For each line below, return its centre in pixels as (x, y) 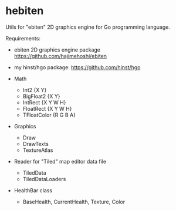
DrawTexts (36, 144)
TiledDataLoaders (44, 179)
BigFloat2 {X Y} (41, 96)
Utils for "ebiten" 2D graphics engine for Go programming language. (88, 27)
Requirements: (23, 38)
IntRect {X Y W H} (44, 102)
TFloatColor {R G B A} (49, 115)
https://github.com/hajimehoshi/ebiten (60, 56)
